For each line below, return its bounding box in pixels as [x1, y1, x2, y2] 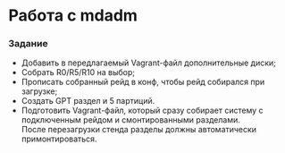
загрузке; [21, 86, 58, 97]
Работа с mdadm [8, 5, 138, 26]
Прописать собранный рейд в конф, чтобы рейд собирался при [21, 77, 265, 88]
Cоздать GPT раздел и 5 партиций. [21, 96, 155, 106]
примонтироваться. [21, 133, 97, 144]
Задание [8, 38, 48, 50]
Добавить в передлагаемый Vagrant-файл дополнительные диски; [21, 57, 276, 68]
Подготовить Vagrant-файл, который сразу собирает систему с [21, 105, 264, 116]
